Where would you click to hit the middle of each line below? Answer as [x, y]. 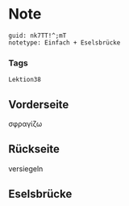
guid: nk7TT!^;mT [37, 36]
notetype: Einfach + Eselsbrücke [64, 42]
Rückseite [34, 149]
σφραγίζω [25, 124]
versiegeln [26, 168]
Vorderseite [39, 105]
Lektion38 [25, 80]
